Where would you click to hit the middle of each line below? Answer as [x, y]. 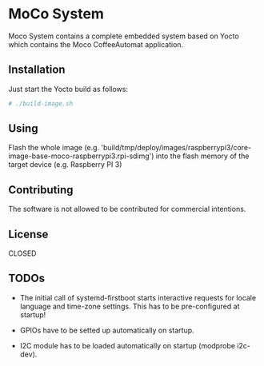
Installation [37, 70]
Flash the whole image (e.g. [54, 148]
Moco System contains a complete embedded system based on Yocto [124, 36]
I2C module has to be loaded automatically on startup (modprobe [128, 345]
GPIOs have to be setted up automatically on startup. [107, 330]
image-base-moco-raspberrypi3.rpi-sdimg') [81, 156]
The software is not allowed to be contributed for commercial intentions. [127, 209]
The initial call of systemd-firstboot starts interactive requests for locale [138, 297]
